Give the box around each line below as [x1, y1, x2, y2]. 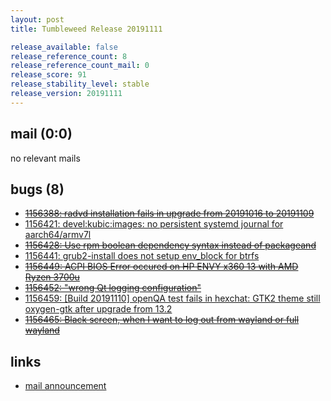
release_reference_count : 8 [10, 51, 128, 61]
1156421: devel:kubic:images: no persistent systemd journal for [24, 218, 284, 230]
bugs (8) [10, 181, 65, 198]
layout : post [10, 14, 65, 25]
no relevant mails [10, 152, 81, 164]
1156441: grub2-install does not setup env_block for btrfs [24, 250, 260, 262]
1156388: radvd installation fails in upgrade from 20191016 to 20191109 [24, 207, 315, 220]
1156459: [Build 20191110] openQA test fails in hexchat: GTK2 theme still [24, 292, 321, 305]
